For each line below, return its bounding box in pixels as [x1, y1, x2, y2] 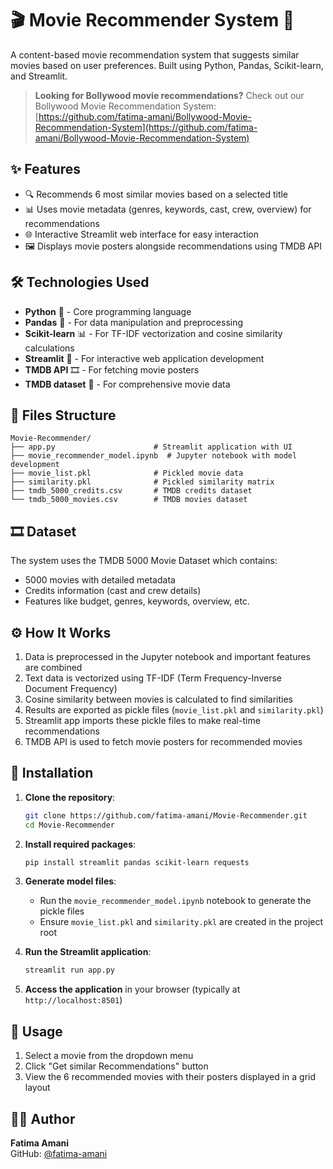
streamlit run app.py [24, 965, 115, 976]
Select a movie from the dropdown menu [24, 1050, 194, 1062]
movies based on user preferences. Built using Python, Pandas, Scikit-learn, [10, 59, 324, 71]
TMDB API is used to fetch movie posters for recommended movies [24, 736, 303, 747]
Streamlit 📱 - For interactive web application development [24, 352, 265, 364]
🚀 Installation [10, 765, 94, 782]
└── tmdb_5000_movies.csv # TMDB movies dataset [10, 495, 248, 505]
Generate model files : [24, 875, 117, 887]
